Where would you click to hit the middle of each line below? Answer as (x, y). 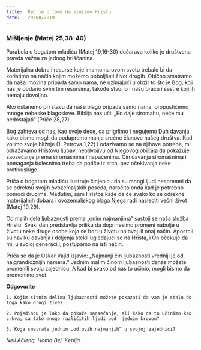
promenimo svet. (27, 275)
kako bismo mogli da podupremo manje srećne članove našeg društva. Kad (99, 137)
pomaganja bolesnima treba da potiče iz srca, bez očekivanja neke (88, 163)
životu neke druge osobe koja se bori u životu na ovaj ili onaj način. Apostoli (100, 231)
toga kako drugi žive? (34, 302)
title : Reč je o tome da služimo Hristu (59, 12)
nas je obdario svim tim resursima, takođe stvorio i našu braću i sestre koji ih (100, 88)
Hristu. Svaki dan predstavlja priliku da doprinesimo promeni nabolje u (93, 225)
